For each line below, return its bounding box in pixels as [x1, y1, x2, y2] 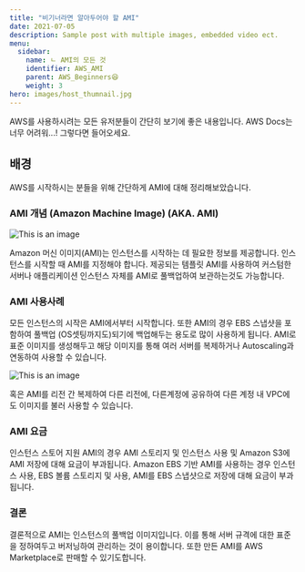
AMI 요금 [9, 424, 48, 437]
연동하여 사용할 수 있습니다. [9, 352, 107, 363]
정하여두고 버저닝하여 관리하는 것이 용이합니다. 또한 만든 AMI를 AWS [18, 540, 263, 551]
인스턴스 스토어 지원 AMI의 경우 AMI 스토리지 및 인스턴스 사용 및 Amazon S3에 [9, 447, 290, 458]
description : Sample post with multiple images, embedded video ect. [9, 30, 280, 39]
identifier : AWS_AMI [25, 65, 104, 74]
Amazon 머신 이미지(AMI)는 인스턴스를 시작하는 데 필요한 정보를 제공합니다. [9, 247, 280, 258]
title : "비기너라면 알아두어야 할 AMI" [9, 13, 139, 23]
